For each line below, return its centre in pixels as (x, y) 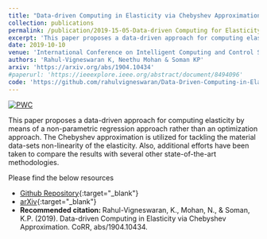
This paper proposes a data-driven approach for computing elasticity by (126, 120)
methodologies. (34, 162)
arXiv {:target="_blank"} (58, 201)
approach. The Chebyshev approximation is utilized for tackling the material (132, 137)
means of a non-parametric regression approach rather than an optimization (133, 129)
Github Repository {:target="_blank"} (79, 193)
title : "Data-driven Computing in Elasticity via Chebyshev (110, 15)
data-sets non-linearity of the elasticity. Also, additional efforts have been (129, 145)
